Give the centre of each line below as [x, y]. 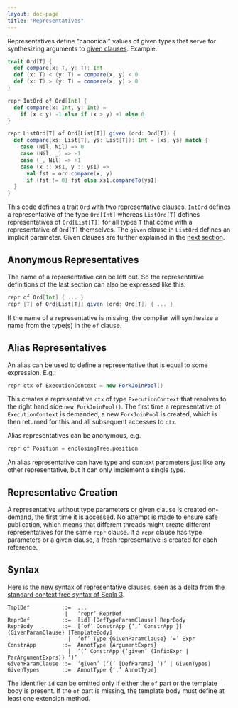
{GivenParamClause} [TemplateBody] [60, 632]
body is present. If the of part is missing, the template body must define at [116, 691]
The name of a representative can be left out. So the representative [106, 277]
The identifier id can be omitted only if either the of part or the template [113, 683]
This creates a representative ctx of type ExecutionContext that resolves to [117, 399]
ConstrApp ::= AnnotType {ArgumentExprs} [82, 645]
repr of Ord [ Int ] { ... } [45, 297]
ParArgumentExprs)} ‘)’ [43, 657]
